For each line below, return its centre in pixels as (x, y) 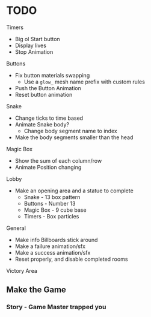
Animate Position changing (48, 167)
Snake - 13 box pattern (52, 197)
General (16, 228)
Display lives (31, 45)
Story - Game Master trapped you (56, 307)
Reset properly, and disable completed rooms (71, 259)
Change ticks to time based (49, 118)
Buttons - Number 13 (50, 203)
